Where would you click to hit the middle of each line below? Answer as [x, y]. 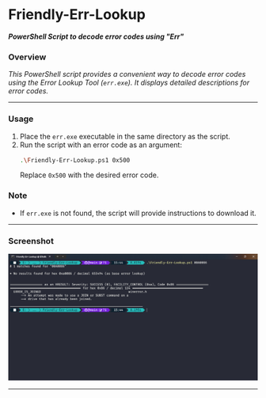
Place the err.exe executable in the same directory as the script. [125, 136]
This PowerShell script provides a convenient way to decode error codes [127, 74]
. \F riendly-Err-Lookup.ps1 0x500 [75, 160]
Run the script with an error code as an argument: [101, 145]
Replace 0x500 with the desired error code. [89, 175]
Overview [27, 57]
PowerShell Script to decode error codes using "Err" [96, 36]
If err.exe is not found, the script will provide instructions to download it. [138, 213]
